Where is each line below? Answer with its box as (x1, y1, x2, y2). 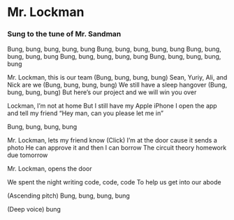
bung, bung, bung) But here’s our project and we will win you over (7, 88, 197, 96)
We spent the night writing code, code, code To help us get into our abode (7, 178, 221, 186)
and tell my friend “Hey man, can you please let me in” (7, 109, 164, 117)
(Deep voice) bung (7, 205, 61, 214)
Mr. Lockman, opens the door (7, 165, 92, 173)
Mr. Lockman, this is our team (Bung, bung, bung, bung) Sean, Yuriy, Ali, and (7, 73, 228, 82)
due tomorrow (7, 151, 48, 159)
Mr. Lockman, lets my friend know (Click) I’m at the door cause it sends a (7, 136, 218, 145)
